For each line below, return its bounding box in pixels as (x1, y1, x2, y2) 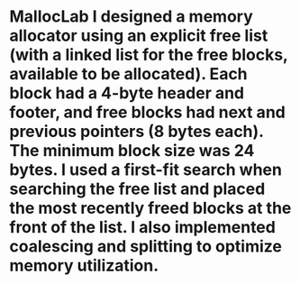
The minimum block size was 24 (9, 141, 255, 161)
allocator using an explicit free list (9, 25, 268, 46)
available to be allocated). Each (9, 64, 248, 85)
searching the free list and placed (9, 179, 266, 199)
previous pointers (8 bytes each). (9, 122, 264, 142)
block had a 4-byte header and (9, 83, 245, 104)
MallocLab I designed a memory (9, 6, 254, 27)
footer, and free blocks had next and (9, 102, 286, 123)
